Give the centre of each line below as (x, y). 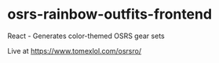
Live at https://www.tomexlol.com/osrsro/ (75, 51)
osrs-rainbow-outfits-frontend (110, 14)
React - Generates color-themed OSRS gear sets (86, 36)
